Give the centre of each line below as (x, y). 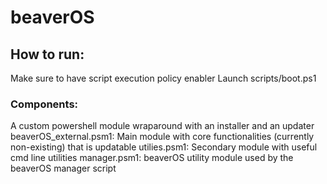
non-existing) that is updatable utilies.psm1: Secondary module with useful (164, 147)
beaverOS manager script (63, 168)
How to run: (47, 54)
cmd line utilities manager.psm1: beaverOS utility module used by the (152, 158)
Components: (44, 104)
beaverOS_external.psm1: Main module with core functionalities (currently (162, 137)
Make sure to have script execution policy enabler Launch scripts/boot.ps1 (163, 78)
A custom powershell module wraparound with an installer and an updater (162, 126)
